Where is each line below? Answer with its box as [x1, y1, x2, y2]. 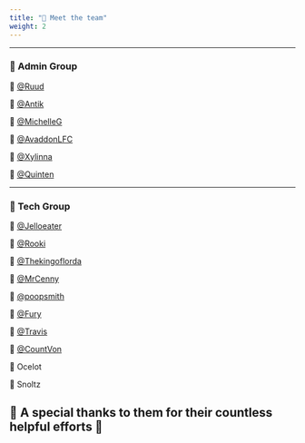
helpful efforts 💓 [9, 419, 103, 435]
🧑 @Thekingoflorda [9, 256, 82, 267]
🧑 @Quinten [9, 169, 54, 180]
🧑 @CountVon [9, 344, 62, 355]
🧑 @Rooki [9, 238, 46, 250]
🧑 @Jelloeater [9, 221, 63, 231]
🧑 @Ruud [9, 81, 44, 92]
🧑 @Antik [9, 98, 44, 109]
